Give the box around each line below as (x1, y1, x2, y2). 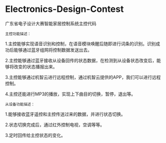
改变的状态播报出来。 (13, 64, 57, 70)
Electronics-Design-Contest (5, 3, 124, 15)
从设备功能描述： (5, 102, 35, 107)
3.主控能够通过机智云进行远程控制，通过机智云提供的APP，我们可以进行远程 (5, 74, 161, 80)
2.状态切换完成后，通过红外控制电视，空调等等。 (5, 122, 105, 128)
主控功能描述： (5, 31, 31, 36)
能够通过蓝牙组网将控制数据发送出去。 (13, 47, 92, 53)
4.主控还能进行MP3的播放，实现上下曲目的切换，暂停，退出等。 (5, 91, 136, 97)
